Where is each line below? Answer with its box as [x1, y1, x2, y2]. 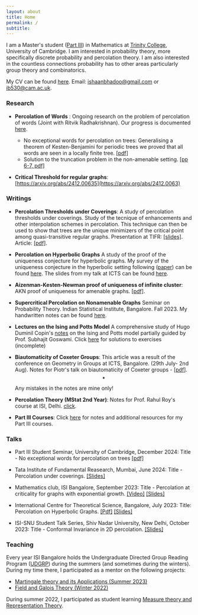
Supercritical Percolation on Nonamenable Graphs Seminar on [14, 299, 170, 306]
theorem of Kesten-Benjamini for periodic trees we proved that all [23, 143, 183, 150]
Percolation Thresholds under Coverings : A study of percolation [14, 208, 174, 215]
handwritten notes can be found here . [14, 312, 107, 319]
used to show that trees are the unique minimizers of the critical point [14, 226, 184, 234]
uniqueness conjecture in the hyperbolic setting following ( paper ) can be [14, 263, 192, 270]
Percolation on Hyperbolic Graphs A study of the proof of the [14, 251, 167, 258]
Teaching [6, 540, 34, 549]
